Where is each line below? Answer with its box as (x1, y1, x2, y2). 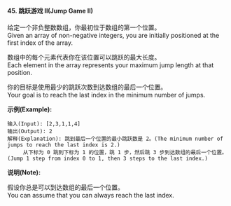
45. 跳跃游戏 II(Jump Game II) (7, 6, 93, 15)
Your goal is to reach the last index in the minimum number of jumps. (7, 91, 206, 99)
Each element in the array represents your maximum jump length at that (7, 61, 214, 69)
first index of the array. (7, 39, 73, 47)
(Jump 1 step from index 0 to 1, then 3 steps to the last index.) (7, 155, 209, 163)
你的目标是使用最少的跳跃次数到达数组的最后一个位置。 (7, 83, 167, 91)
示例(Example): (7, 105, 52, 114)
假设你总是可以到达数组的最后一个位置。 (7, 183, 124, 192)
